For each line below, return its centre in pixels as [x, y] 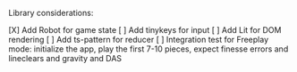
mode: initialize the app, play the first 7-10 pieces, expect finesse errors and [148, 49]
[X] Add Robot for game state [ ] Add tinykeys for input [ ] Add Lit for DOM [145, 30]
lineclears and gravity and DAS [65, 58]
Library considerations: [51, 13]
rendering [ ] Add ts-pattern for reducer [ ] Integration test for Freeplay [139, 40]
